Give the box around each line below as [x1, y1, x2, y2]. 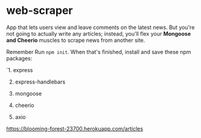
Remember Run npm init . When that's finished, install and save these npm [6, 48, 191, 55]
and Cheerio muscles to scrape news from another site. [6, 36, 145, 44]
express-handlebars [14, 78, 66, 85]
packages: [6, 54, 33, 62]
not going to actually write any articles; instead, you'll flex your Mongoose [6, 30, 191, 37]
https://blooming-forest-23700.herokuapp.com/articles [6, 125, 144, 132]
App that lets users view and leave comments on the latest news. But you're [6, 24, 195, 31]
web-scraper [6, 4, 74, 18]
